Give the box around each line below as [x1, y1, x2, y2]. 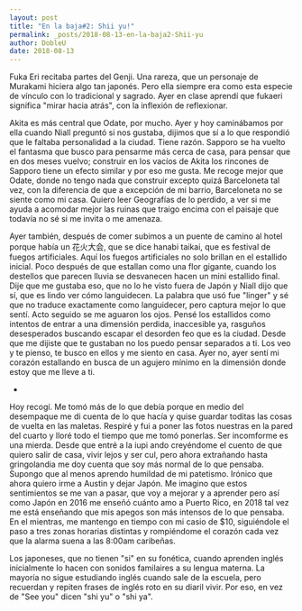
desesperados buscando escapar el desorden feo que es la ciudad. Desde [9, 328, 287, 339]
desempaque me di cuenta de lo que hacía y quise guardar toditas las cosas [9, 411, 293, 422]
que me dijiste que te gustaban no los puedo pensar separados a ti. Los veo [9, 338, 291, 349]
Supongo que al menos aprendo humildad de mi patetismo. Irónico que [9, 469, 273, 479]
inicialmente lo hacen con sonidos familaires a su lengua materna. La [9, 562, 266, 573]
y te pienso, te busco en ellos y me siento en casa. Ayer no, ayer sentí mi [9, 348, 279, 359]
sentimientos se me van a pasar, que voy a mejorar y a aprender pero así [9, 488, 279, 498]
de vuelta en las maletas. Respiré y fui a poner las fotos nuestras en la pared [9, 421, 293, 432]
